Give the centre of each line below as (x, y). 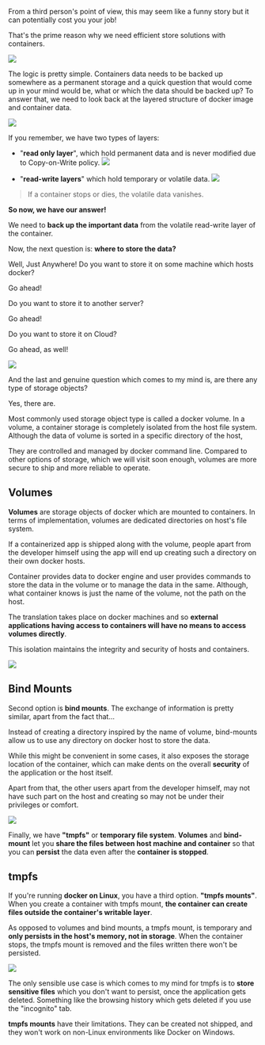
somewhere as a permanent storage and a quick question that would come (130, 82)
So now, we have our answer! (57, 210)
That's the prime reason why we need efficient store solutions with (117, 35)
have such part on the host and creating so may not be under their (116, 796)
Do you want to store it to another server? (76, 303)
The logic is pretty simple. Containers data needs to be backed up (116, 74)
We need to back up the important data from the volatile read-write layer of (132, 225)
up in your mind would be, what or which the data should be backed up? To (131, 91)
